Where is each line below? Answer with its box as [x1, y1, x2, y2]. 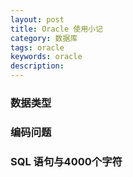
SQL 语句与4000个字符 [10, 154, 123, 168]
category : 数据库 [10, 33, 78, 43]
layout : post [10, 14, 65, 25]
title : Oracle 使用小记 [10, 24, 103, 34]
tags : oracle [10, 42, 65, 53]
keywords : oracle [10, 52, 83, 62]
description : [10, 61, 65, 71]
